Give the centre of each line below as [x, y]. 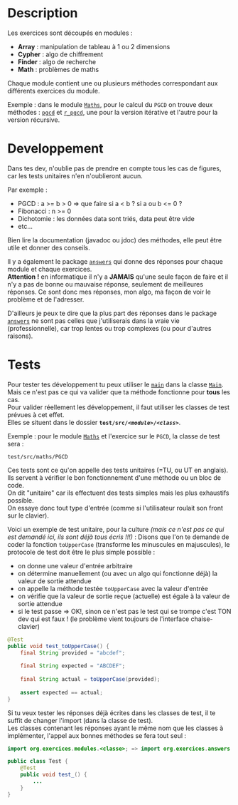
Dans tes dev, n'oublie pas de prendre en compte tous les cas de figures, [114, 168]
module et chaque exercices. [50, 269]
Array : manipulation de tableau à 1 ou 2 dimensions [94, 46]
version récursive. [34, 120]
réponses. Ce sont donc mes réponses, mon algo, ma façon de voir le [109, 292]
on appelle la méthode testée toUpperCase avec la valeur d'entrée [113, 588]
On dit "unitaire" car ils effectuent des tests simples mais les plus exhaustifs [118, 493]
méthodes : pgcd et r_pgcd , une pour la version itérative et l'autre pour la [113, 112]
